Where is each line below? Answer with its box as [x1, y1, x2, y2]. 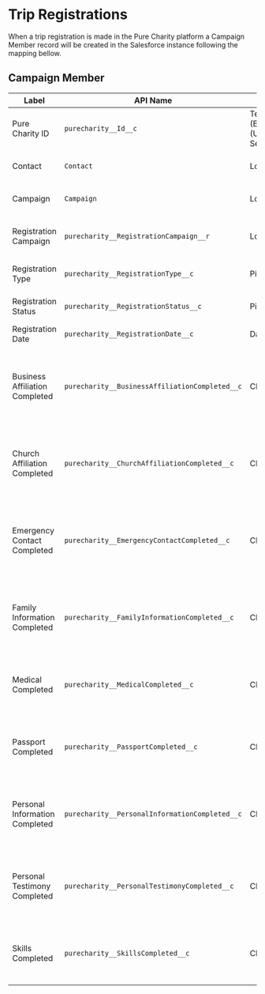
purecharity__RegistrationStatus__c [64, 302, 203, 311]
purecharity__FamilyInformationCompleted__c [64, 612, 234, 622]
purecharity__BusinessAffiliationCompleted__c [64, 382, 243, 390]
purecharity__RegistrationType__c [64, 269, 194, 278]
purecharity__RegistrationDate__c [64, 329, 194, 338]
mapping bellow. [8, 48, 62, 58]
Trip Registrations [8, 6, 128, 24]
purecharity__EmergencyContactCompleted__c [64, 536, 230, 544]
